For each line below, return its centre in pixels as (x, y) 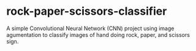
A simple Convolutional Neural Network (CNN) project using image (90, 28)
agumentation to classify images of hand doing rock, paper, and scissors (98, 34)
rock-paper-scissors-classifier (87, 11)
